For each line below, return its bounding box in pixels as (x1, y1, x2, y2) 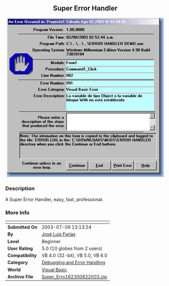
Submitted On (7, 224, 38, 231)
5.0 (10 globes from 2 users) (41, 245, 103, 251)
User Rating (7, 245, 33, 251)
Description (5, 185, 35, 192)
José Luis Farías (41, 231, 76, 237)
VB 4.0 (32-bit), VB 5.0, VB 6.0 (41, 252, 108, 259)
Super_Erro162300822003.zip (41, 273, 108, 279)
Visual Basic (41, 267, 67, 273)
